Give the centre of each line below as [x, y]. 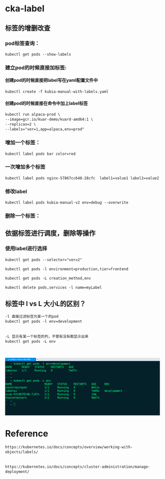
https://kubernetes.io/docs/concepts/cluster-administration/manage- [78, 467]
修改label [16, 191]
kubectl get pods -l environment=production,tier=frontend [67, 269]
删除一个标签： [23, 216]
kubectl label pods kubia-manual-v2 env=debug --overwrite [67, 203]
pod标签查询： [23, 43]
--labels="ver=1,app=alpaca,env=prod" [45, 129]
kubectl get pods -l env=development [44, 321]
